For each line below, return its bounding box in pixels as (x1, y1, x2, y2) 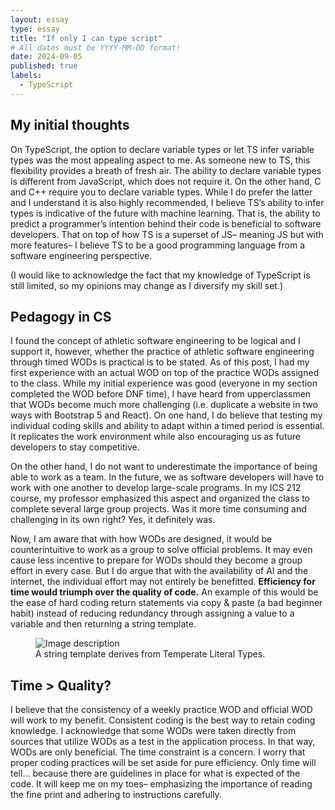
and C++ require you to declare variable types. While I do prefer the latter (10, 186, 313, 198)
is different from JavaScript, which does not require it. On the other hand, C (10, 175, 322, 187)
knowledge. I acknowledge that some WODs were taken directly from (10, 725, 297, 737)
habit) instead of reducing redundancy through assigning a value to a (10, 607, 295, 620)
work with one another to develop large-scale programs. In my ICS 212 (10, 482, 302, 494)
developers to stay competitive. (10, 441, 140, 453)
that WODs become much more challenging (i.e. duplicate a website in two (10, 399, 318, 411)
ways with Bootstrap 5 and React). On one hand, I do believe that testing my (10, 409, 323, 421)
